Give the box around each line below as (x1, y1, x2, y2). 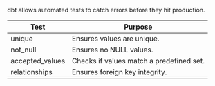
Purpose (124, 22, 153, 32)
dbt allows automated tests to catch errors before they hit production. (7, 6, 205, 14)
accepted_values (10, 56, 66, 65)
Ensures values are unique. (71, 34, 160, 43)
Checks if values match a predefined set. (71, 56, 205, 65)
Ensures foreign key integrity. (71, 67, 167, 76)
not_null (10, 45, 37, 54)
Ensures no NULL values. (71, 45, 153, 54)
